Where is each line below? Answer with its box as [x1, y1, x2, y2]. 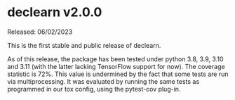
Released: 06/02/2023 [7, 27, 73, 36]
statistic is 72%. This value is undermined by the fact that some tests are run [7, 70, 229, 78]
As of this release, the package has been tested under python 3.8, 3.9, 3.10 [7, 54, 224, 63]
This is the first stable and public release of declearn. [7, 41, 161, 49]
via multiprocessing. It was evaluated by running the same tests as [7, 77, 200, 85]
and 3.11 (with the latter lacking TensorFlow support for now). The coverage [7, 62, 226, 70]
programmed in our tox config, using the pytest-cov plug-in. [7, 85, 181, 93]
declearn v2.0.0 [7, 4, 102, 20]
